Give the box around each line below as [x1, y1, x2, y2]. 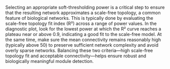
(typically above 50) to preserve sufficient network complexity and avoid [5, 42, 159, 48]
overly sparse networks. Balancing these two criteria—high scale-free [5, 48, 153, 53]
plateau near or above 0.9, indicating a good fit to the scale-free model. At [5, 31, 162, 37]
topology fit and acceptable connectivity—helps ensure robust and [5, 53, 146, 59]
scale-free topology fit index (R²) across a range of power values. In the [5, 20, 157, 26]
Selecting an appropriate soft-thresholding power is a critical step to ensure [5, 5, 165, 10]
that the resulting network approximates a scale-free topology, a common [5, 10, 161, 16]
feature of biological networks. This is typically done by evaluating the [5, 15, 154, 21]
